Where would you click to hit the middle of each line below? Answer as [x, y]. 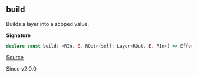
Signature [19, 35]
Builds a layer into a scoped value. [48, 24]
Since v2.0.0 [21, 68]
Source [15, 57]
